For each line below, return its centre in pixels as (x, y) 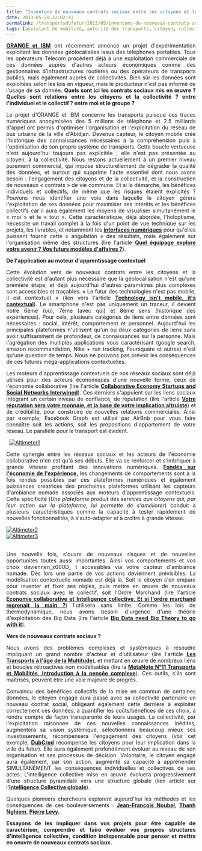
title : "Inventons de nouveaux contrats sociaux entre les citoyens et (98, 12)
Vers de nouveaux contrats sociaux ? (54, 636)
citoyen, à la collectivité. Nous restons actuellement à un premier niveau (101, 159)
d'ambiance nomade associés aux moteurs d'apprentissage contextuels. (101, 493)
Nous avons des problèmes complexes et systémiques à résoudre (101, 648)
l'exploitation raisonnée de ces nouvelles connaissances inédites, (101, 724)
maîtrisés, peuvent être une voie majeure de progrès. (72, 680)
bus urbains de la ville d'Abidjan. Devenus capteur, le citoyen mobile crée (101, 134)
